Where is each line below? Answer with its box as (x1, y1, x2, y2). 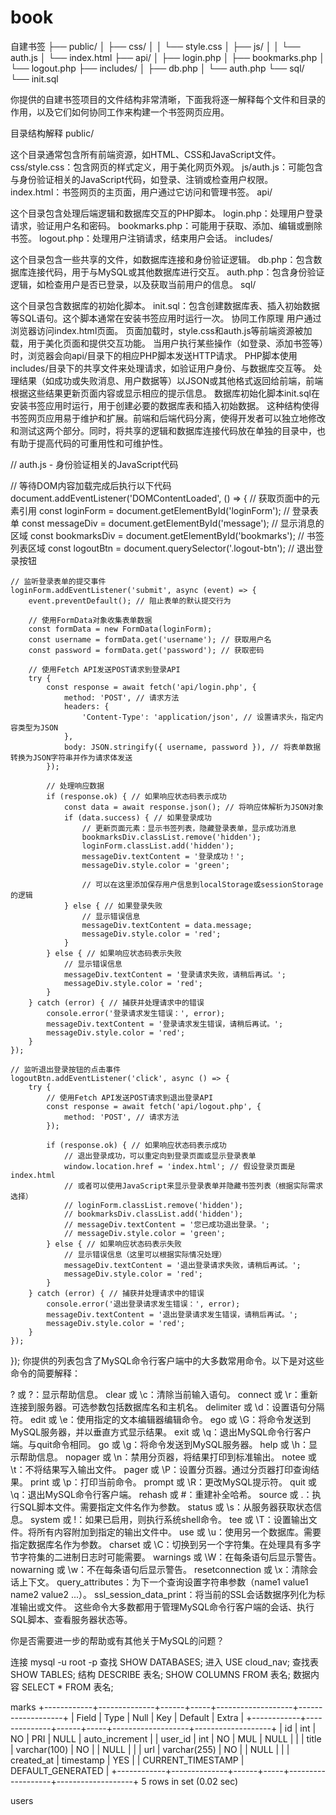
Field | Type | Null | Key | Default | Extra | (76, 1711, 245, 1723)
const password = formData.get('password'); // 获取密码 (28, 645, 265, 655)
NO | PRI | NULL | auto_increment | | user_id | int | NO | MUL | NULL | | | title (10, 1732, 322, 1745)
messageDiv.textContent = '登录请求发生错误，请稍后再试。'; (46, 1019, 284, 1029)
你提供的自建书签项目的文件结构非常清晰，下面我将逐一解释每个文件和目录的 (10, 93, 326, 105)
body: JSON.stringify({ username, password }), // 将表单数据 (63, 742, 322, 752)
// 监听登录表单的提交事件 (10, 576, 107, 586)
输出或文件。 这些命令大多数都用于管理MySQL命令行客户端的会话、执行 (18, 1601, 315, 1613)
